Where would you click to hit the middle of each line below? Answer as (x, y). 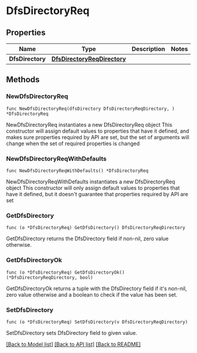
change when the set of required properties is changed (73, 143)
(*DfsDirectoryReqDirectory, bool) (50, 277)
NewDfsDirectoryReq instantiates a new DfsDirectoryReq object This (89, 125)
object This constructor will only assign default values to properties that (93, 188)
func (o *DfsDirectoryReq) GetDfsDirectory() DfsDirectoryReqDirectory (96, 228)
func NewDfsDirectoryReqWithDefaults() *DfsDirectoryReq (77, 171)
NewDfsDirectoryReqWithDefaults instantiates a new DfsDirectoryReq (91, 181)
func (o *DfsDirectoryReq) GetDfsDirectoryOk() (66, 272)
